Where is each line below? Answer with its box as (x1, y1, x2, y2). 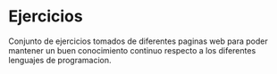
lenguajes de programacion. (8, 54, 113, 65)
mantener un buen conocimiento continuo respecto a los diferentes (8, 45, 256, 55)
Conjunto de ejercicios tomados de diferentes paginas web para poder (8, 36, 269, 46)
